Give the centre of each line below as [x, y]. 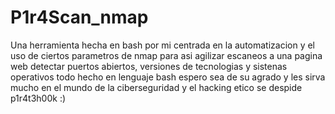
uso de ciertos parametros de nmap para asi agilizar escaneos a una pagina [166, 55]
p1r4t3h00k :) [38, 98]
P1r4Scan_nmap [79, 17]
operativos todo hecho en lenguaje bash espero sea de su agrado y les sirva [168, 77]
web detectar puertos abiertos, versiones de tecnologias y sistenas [149, 66]
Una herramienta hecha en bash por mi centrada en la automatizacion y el [163, 45]
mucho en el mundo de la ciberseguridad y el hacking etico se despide [156, 87]
